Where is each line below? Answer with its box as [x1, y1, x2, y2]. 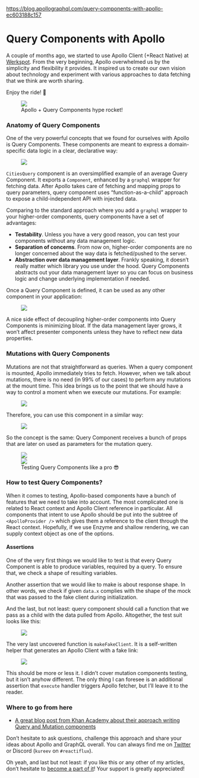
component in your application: [6, 293, 83, 300]
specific [6, 147, 26, 154]
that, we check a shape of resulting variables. [6, 570, 118, 577]
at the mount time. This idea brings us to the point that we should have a [6, 382, 183, 389]
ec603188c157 [6, 11, 42, 18]
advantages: [6, 220, 37, 227]
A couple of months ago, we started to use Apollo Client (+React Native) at [6, 52, 189, 59]
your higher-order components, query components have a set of [6, 213, 165, 220]
